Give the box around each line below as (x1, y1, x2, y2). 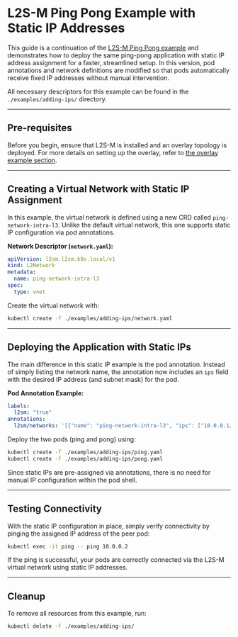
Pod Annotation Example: (7, 388, 84, 398)
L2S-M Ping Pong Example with (7, 5, 196, 21)
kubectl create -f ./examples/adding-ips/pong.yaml (7, 455, 163, 462)
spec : (7, 282, 23, 289)
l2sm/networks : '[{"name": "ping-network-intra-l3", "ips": (13, 422, 195, 429)
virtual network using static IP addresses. (7, 563, 128, 572)
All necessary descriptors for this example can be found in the (7, 87, 189, 96)
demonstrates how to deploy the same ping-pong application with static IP (7, 51, 225, 60)
